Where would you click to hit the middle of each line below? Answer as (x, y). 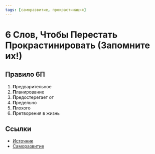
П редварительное (32, 86)
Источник (23, 141)
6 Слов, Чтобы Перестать (61, 34)
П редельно (25, 102)
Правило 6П (25, 74)
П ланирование (28, 92)
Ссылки (18, 129)
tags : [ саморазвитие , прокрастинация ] (46, 10)
